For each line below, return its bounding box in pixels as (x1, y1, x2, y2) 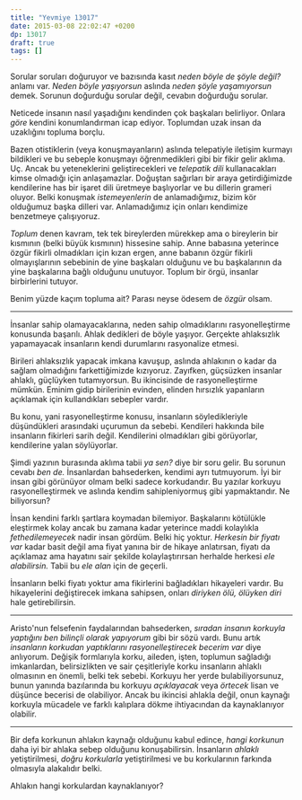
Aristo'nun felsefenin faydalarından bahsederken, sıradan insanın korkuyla (10, 623, 286, 634)
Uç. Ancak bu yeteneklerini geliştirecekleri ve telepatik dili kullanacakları (10, 163, 277, 174)
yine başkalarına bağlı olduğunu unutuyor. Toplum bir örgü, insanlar (10, 267, 259, 277)
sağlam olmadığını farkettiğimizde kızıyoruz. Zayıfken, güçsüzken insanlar (10, 365, 282, 376)
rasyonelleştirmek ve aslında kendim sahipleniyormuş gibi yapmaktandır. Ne (10, 486, 290, 497)
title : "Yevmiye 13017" (10, 13, 99, 22)
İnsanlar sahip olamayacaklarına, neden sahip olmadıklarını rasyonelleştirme (10, 320, 290, 330)
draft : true (10, 38, 55, 48)
